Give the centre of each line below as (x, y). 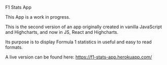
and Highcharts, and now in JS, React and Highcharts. (62, 32)
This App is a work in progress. (38, 17)
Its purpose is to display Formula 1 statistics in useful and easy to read (79, 42)
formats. (14, 47)
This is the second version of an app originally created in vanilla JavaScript (84, 27)
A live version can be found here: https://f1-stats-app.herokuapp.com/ (79, 57)
